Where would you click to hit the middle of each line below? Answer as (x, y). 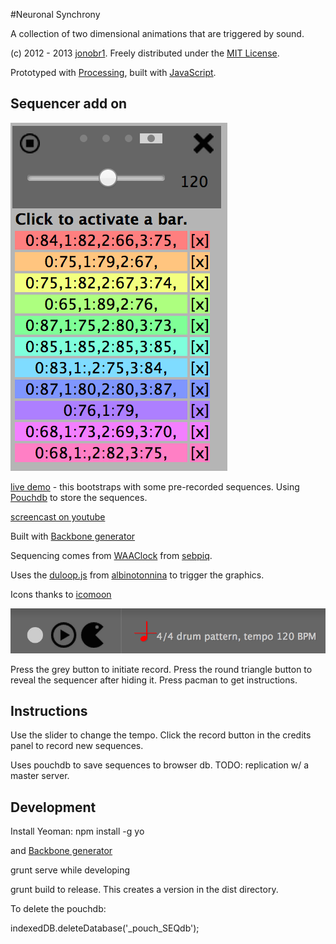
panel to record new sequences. (77, 746)
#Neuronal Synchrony (55, 14)
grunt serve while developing (70, 870)
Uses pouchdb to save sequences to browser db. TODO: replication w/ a (160, 765)
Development (53, 807)
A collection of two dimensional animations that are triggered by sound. (157, 33)
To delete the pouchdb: (58, 909)
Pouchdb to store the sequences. (79, 497)
